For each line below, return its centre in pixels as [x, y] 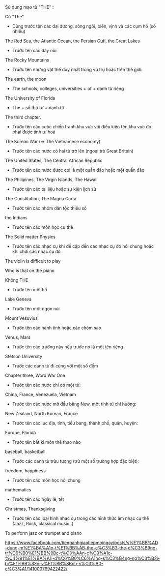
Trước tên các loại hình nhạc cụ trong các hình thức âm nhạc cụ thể [81, 518]
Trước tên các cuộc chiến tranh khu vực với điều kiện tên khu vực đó [82, 127]
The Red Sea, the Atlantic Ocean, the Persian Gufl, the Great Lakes [72, 41]
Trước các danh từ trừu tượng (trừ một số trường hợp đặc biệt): [75, 461]
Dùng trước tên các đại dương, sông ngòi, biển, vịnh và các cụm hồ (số [84, 26]
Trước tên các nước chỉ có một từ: [46, 385]
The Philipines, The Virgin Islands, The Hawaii [51, 180]
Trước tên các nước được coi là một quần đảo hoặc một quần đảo [78, 170]
